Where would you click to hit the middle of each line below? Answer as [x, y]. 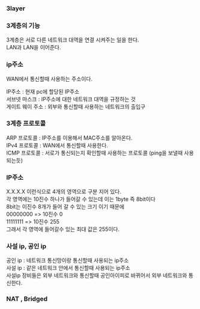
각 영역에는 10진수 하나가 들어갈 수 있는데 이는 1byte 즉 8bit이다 [81, 199]
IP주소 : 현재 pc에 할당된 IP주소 [43, 91]
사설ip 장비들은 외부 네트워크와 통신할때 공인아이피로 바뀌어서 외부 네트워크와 [97, 275]
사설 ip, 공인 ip [26, 246]
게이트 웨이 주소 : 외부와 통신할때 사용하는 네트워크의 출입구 [76, 106]
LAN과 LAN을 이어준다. [34, 47]
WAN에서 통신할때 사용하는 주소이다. [50, 79]
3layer [16, 8]
